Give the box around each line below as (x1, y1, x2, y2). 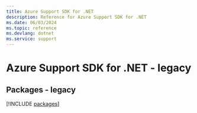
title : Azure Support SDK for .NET (6, 8, 94, 15)
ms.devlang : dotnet (6, 31, 54, 36)
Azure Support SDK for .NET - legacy (6, 61, 192, 75)
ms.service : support (6, 36, 57, 42)
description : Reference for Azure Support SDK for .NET (6, 14, 147, 20)
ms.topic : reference (6, 25, 57, 31)
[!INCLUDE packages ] (6, 101, 60, 107)
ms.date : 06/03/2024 (6, 19, 57, 25)
